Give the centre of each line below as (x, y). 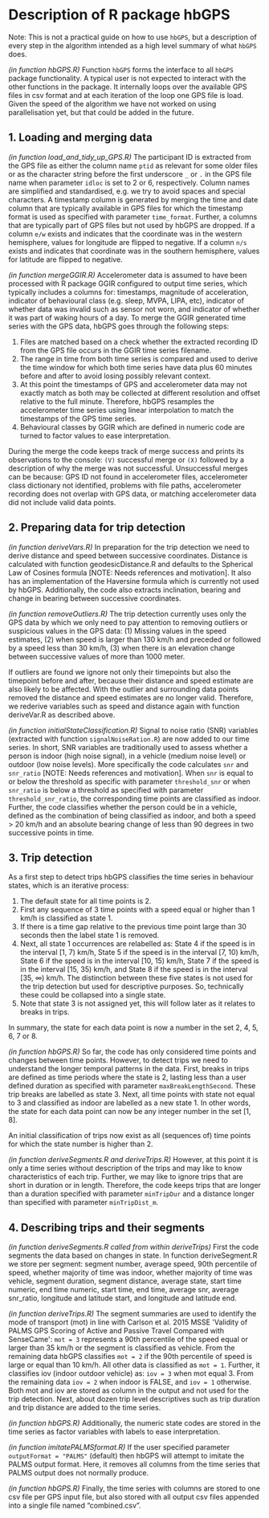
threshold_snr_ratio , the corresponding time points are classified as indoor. (134, 798)
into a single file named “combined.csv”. (75, 1506)
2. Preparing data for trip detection (97, 528)
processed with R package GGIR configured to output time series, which (128, 284)
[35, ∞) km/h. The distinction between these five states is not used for (136, 978)
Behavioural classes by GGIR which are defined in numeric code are (132, 426)
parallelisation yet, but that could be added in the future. (101, 112)
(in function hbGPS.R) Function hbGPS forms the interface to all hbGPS (121, 69)
